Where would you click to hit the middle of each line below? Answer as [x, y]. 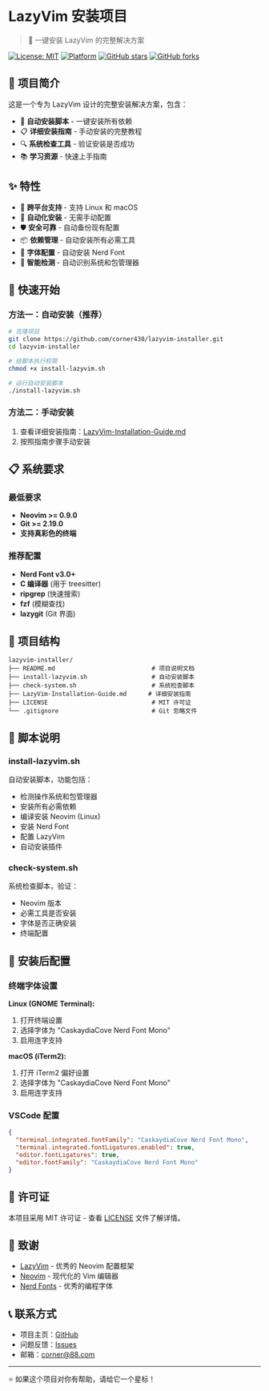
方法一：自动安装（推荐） [58, 315]
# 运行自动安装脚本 [36, 383]
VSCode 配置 [34, 1116]
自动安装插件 [41, 846]
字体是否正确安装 [48, 923]
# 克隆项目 [24, 332]
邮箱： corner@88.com [57, 1355]
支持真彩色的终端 [48, 533]
